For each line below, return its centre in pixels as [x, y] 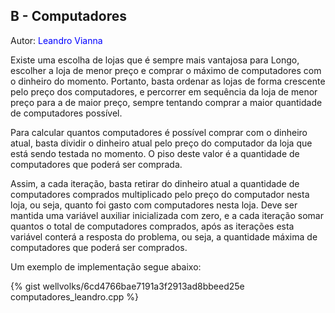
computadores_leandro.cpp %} [75, 296]
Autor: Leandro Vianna [56, 40]
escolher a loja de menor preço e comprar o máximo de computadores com [166, 70]
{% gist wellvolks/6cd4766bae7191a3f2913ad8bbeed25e [127, 286]
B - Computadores [68, 16]
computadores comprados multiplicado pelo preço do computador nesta [160, 194]
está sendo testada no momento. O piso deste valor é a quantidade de [155, 153]
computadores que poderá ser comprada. [96, 164]
